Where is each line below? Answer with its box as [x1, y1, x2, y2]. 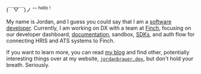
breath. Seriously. [6, 61, 50, 68]
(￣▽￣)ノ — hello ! [6, 5, 51, 13]
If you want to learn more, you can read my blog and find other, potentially [6, 48, 190, 55]
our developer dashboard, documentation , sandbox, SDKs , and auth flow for [6, 30, 195, 38]
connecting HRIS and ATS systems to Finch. [6, 37, 115, 44]
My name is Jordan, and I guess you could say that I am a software [6, 18, 172, 25]
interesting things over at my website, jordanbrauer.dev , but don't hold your [6, 55, 194, 62]
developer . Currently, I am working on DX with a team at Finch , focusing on [6, 24, 191, 32]
